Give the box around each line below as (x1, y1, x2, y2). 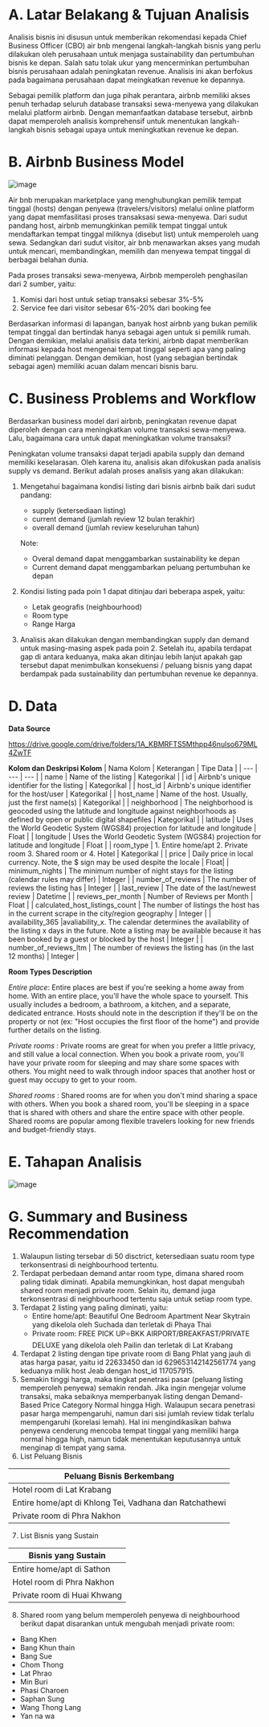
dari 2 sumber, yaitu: (8, 279, 76, 289)
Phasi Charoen (19, 1685, 69, 1695)
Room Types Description (8, 966, 92, 976)
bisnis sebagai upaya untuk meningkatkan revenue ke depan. (35, 125, 239, 134)
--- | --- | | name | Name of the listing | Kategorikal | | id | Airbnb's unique (8, 772, 251, 781)
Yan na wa (19, 1711, 55, 1721)
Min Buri (19, 1676, 48, 1686)
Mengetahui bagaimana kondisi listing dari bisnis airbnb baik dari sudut (19, 481, 255, 491)
